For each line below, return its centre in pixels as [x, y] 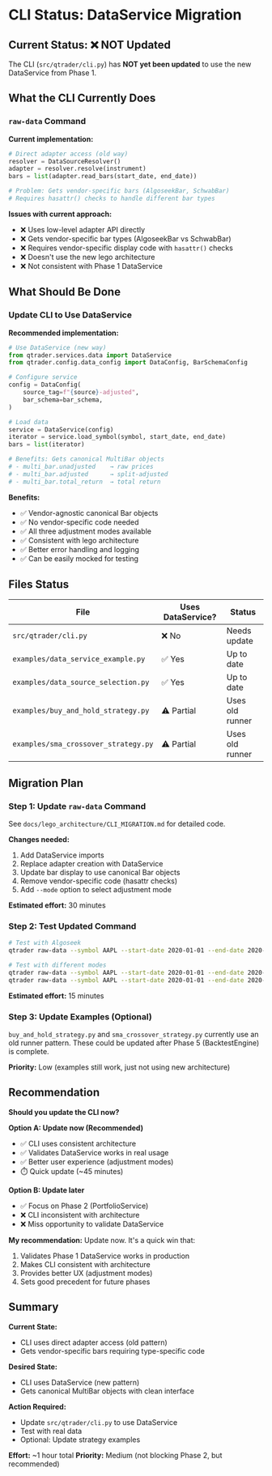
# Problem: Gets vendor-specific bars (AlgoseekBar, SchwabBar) [119, 191]
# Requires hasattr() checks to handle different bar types [112, 199]
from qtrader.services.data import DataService [90, 355]
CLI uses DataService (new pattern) [80, 1382]
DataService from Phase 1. [53, 73]
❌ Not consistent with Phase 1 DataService [91, 266]
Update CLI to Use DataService [70, 315]
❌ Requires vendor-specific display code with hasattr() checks [126, 248]
